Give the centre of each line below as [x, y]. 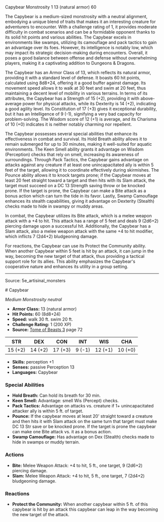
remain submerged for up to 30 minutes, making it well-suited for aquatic [79, 144]
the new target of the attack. [41, 514]
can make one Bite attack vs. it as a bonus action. [62, 432]
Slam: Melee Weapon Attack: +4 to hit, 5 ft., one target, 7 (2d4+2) [78, 476]
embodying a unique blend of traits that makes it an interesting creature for [81, 22]
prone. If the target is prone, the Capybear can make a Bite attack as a [76, 191]
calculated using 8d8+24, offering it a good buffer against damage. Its [76, 83]
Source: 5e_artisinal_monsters [35, 280]
